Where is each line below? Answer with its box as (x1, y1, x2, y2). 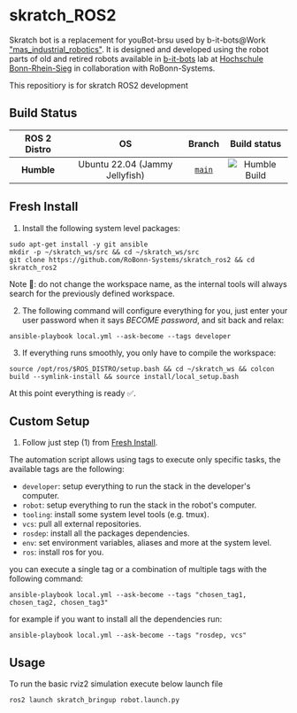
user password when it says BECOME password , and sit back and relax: (21, 314, 285, 325)
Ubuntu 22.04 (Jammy (78, 158, 173, 170)
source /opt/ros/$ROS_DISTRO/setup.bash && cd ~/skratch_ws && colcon (9, 364, 275, 373)
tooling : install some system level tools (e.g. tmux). (21, 509, 209, 520)
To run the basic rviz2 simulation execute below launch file (9, 678, 224, 689)
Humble (20, 163, 56, 175)
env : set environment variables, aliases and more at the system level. (21, 538, 272, 548)
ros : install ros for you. (21, 546, 104, 558)
